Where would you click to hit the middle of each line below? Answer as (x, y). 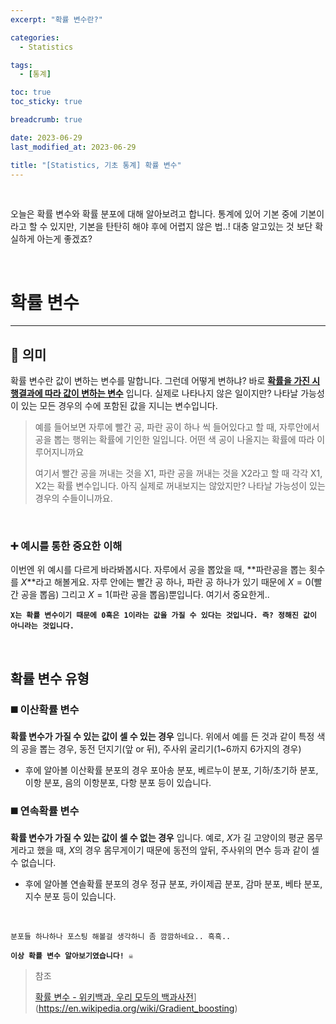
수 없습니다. (33, 863)
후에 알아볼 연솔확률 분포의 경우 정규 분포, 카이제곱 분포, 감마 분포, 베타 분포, (173, 884)
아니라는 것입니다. (42, 626)
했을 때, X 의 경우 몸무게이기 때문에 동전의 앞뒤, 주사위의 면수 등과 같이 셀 (178, 850)
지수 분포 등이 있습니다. (70, 897)
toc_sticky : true (46, 102)
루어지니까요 (59, 452)
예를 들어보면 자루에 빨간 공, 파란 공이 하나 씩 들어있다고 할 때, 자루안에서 (177, 427)
